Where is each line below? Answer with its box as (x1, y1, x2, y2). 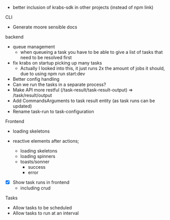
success (27, 164, 46, 170)
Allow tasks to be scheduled (12, 205, 72, 211)
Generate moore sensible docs (12, 24, 77, 30)
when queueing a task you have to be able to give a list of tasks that (20, 49, 163, 55)
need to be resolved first (20, 54, 72, 60)
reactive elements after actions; (12, 138, 79, 144)
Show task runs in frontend (12, 179, 70, 185)
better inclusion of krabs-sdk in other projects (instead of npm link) (12, 5, 154, 10)
